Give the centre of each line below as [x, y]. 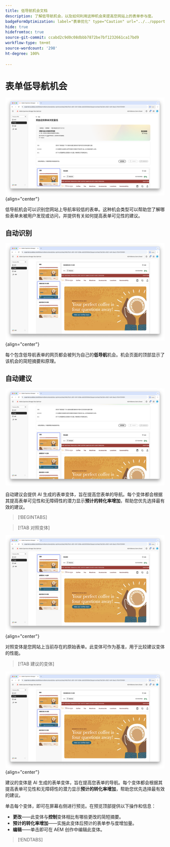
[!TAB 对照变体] [34, 528]
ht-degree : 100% [22, 53]
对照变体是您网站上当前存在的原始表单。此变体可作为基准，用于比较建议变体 [85, 646]
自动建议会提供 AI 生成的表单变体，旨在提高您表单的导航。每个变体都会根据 [84, 494]
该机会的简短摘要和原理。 [32, 361]
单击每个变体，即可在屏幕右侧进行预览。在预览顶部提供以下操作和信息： [80, 806]
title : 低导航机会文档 [27, 11]
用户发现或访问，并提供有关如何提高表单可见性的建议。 [85, 216]
